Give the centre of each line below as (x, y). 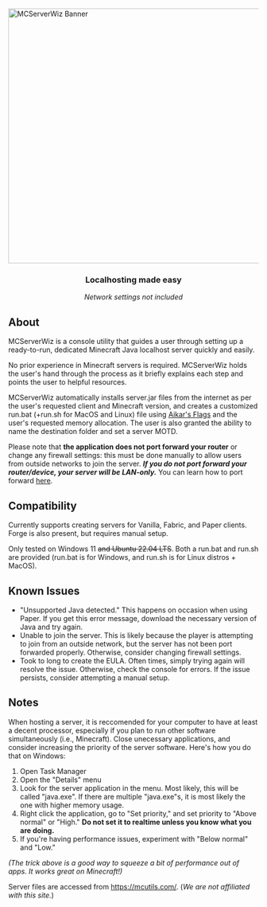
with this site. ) (31, 895)
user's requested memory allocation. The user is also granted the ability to (130, 423)
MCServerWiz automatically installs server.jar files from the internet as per (130, 397)
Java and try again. (51, 627)
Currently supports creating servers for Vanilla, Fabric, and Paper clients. (128, 525)
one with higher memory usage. (72, 805)
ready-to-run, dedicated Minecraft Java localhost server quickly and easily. (132, 350)
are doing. (37, 830)
